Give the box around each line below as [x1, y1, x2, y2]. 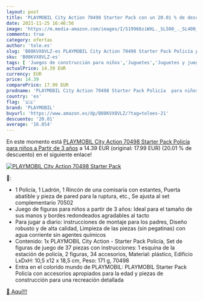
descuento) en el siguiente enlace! [6, 151, 92, 158]
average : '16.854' [6, 122, 53, 128]
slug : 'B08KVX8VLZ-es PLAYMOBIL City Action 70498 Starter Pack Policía [6, 48, 193, 55]
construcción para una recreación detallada [14, 276, 124, 283]
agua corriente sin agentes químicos [14, 231, 106, 239]
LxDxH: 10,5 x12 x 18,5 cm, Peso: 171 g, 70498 [14, 257, 129, 264]
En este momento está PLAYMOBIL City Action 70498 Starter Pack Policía [6, 138, 190, 145]
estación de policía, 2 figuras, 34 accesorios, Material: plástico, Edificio [14, 251, 193, 258]
